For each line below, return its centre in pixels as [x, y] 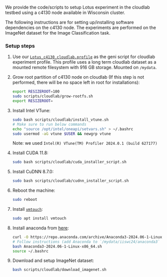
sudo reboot [25, 200]
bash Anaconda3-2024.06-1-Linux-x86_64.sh [57, 246]
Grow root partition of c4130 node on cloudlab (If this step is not [78, 77]
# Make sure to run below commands [49, 124]
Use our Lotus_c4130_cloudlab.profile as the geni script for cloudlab [84, 57]
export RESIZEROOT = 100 [36, 92]
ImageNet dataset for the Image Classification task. [58, 33]
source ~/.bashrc [30, 251]
